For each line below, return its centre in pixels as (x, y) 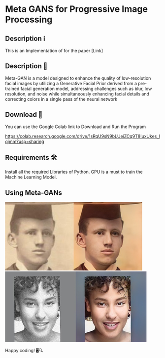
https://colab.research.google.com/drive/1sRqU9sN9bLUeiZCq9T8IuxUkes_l (82, 136)
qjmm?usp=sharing (25, 141)
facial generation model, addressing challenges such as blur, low (86, 89)
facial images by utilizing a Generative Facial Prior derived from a (71, 83)
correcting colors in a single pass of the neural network (61, 99)
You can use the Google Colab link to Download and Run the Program (76, 127)
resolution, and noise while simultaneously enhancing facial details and (77, 94)
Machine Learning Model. (31, 177)
